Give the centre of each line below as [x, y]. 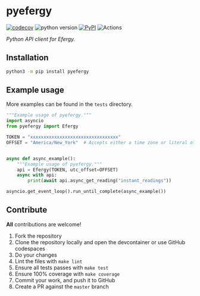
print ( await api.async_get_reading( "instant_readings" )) [99, 181]
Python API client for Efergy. [41, 39]
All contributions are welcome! [44, 224]
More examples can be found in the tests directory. [69, 104]
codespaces [30, 248]
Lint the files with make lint [49, 261]
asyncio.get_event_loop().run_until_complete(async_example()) [86, 192]
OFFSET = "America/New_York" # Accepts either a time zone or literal [97, 142]
